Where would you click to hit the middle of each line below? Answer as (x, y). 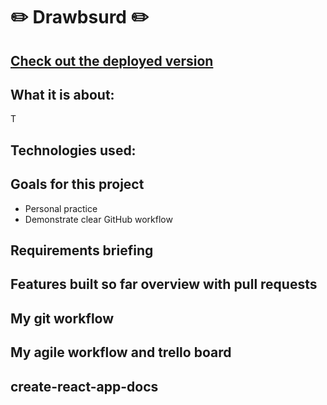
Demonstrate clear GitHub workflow (98, 219)
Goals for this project (77, 184)
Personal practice (61, 208)
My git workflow (62, 318)
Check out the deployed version (112, 60)
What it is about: (62, 94)
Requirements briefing (82, 250)
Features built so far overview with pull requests (164, 284)
